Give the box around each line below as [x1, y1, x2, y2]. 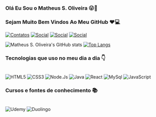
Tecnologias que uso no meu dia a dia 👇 [5, 55, 106, 62]
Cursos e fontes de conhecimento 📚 [5, 87, 98, 94]
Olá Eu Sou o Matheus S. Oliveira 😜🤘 [5, 5, 98, 12]
